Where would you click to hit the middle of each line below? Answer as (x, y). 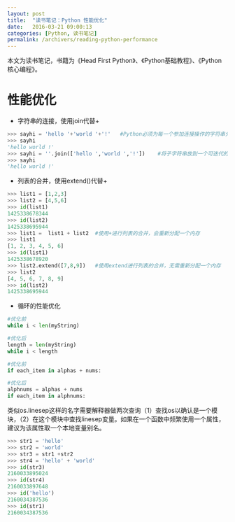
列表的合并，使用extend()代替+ (62, 181)
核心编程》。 (24, 69)
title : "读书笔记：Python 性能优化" (57, 20)
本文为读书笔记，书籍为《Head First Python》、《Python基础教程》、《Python (115, 61)
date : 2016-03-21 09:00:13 (50, 27)
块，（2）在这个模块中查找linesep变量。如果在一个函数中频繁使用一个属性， (116, 419)
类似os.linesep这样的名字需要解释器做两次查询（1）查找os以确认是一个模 (113, 411)
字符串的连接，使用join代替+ (58, 121)
